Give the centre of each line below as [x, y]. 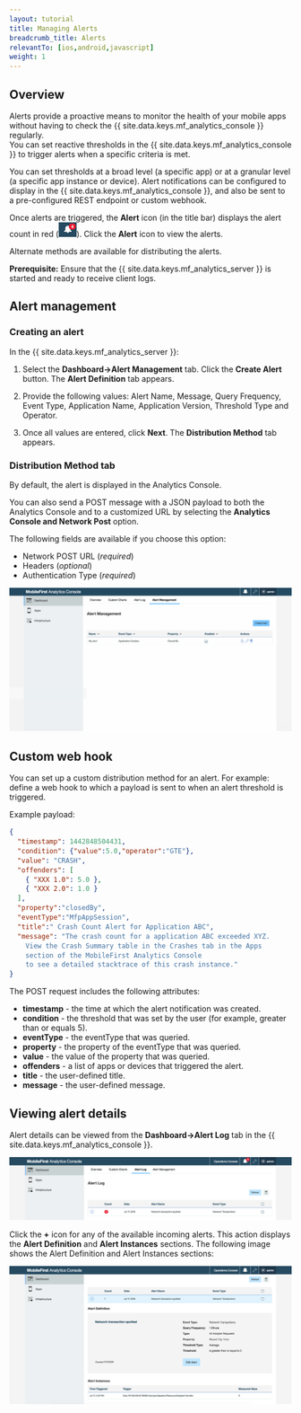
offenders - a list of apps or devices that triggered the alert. [133, 1066]
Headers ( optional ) [57, 565]
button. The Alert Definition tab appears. [98, 378]
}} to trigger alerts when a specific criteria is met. [100, 154]
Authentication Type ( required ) [79, 575]
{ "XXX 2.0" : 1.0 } [62, 889]
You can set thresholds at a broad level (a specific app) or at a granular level [150, 172]
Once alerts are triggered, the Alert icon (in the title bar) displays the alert [145, 217]
